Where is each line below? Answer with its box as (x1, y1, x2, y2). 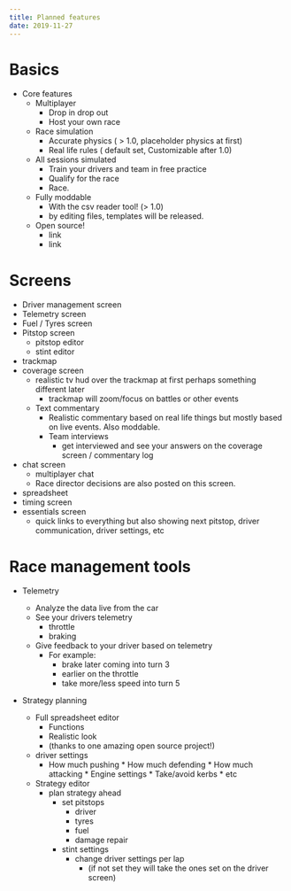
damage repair (74, 834, 128, 846)
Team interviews (48, 431, 109, 442)
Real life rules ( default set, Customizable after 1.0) (48, 145, 233, 156)
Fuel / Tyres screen (21, 318, 93, 329)
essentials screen (21, 507, 87, 517)
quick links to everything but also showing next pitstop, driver (34, 515, 260, 527)
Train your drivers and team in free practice (48, 164, 207, 174)
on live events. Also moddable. (48, 422, 161, 432)
